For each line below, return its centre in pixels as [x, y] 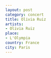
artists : [14, 24]
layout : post [19, 10]
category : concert [24, 15]
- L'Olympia [18, 38]
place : [12, 33]
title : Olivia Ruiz [26, 19]
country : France [22, 43]
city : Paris [18, 47]
